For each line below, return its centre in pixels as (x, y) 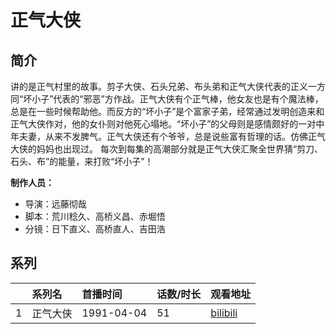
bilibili (224, 313)
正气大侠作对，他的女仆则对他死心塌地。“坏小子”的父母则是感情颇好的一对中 (167, 124)
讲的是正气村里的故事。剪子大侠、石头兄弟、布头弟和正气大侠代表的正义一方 (168, 86)
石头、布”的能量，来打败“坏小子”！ (82, 161)
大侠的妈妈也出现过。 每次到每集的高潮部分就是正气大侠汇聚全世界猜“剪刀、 (167, 149)
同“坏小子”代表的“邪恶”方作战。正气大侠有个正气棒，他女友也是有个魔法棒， (167, 99)
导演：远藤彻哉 (55, 204)
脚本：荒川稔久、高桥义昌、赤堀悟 (95, 216)
